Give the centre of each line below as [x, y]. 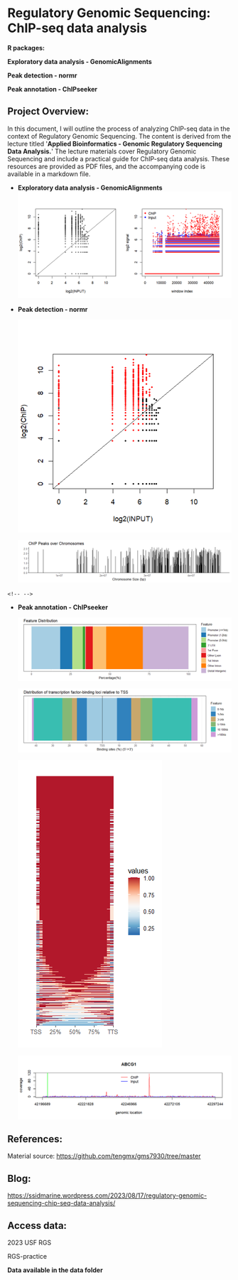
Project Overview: [48, 112]
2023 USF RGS [29, 1242]
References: [35, 1139]
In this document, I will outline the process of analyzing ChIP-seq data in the [119, 129]
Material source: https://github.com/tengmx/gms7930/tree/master [104, 1156]
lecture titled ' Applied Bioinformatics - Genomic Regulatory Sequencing [115, 143]
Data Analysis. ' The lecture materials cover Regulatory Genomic [102, 151]
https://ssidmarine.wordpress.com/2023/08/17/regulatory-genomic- [107, 1195]
